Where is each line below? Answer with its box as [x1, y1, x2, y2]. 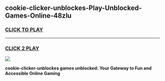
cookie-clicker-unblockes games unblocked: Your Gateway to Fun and [5, 65, 152, 71]
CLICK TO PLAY [5, 27, 43, 33]
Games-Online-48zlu [5, 12, 72, 20]
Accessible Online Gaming [5, 70, 60, 76]
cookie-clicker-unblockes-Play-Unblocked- [5, 4, 142, 12]
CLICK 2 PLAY [5, 45, 39, 52]
